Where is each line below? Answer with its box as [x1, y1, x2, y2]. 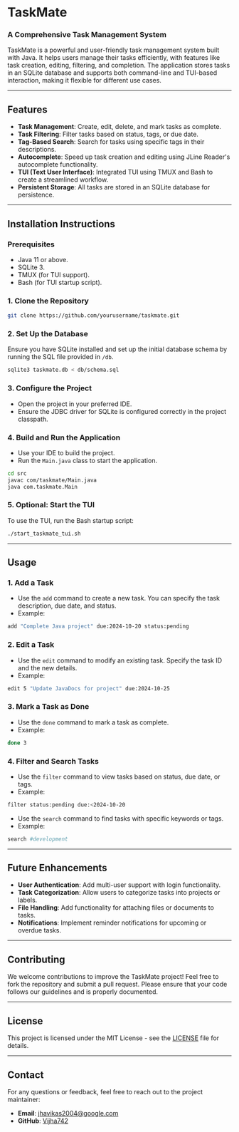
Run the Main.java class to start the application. [17, 456, 158, 464]
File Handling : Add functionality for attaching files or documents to [17, 903, 215, 912]
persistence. [17, 190, 55, 199]
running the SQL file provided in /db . [7, 353, 114, 361]
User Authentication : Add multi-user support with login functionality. [17, 881, 221, 889]
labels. [17, 895, 38, 905]
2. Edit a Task [7, 640, 55, 650]
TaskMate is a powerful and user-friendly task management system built [7, 46, 220, 54]
